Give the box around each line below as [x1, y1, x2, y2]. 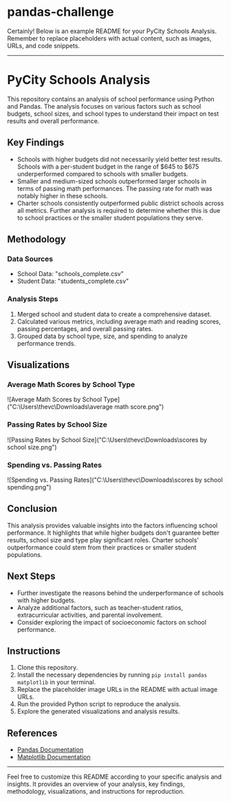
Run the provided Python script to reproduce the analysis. [16, 700, 181, 708]
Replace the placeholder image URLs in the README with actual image [16, 686, 218, 694]
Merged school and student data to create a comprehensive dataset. [16, 310, 212, 318]
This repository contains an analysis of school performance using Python [7, 94, 214, 103]
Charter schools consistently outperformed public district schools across [16, 199, 224, 207]
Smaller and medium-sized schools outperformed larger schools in [16, 177, 207, 185]
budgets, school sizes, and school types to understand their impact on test [7, 109, 219, 118]
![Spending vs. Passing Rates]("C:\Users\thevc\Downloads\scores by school [7, 476, 223, 484]
